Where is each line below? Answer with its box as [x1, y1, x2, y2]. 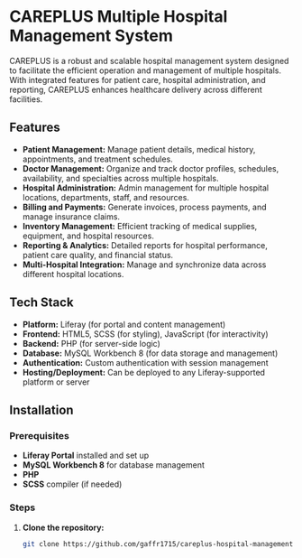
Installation [9, 402, 74, 417]
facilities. [9, 93, 43, 105]
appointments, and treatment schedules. [22, 153, 173, 164]
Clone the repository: [22, 522, 105, 533]
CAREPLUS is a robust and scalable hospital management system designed [9, 55, 289, 66]
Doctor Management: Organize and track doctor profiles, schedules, [22, 163, 279, 173]
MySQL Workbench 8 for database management [22, 460, 206, 470]
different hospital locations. [22, 268, 124, 279]
